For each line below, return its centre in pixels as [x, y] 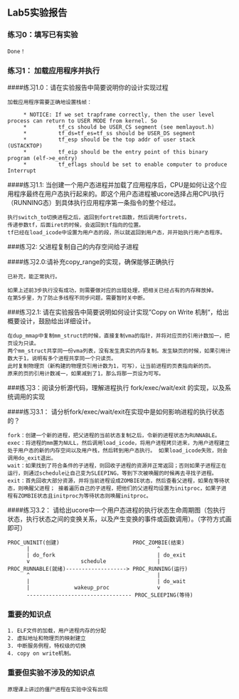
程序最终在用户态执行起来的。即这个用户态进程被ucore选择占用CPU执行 [119, 194]
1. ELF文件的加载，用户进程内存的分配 [57, 631]
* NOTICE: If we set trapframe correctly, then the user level [119, 115]
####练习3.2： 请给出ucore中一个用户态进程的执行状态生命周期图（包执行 [117, 510]
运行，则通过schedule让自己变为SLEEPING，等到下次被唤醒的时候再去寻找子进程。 [112, 473]
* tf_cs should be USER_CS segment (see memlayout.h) [119, 127]
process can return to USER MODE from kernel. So [83, 121]
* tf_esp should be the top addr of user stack [109, 140]
